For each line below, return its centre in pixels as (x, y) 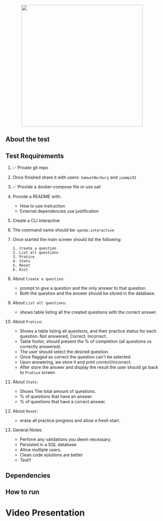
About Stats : (25, 382)
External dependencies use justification (59, 211)
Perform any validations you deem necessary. (65, 439)
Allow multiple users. (41, 450)
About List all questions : (40, 303)
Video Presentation (45, 513)
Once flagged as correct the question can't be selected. (76, 357)
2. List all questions (35, 253)
